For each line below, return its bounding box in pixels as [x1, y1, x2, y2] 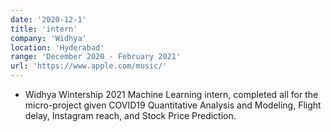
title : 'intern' [10, 24, 78, 34]
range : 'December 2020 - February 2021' [10, 52, 182, 62]
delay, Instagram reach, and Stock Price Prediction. [24, 110, 237, 121]
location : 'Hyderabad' [10, 42, 105, 53]
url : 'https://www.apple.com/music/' [10, 61, 168, 71]
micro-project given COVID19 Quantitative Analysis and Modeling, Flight [24, 99, 322, 111]
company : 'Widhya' [10, 33, 87, 43]
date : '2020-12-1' [10, 14, 87, 25]
